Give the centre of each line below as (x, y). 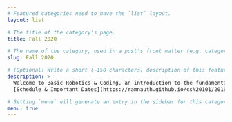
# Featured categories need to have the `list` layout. (89, 13)
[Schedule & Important (46, 89)
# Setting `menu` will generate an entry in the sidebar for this (105, 102)
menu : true (23, 108)
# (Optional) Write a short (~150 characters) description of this (106, 70)
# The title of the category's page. (61, 32)
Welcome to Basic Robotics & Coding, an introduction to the (103, 83)
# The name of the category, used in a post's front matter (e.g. (105, 51)
